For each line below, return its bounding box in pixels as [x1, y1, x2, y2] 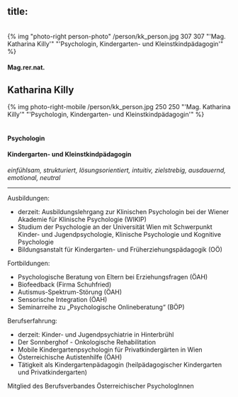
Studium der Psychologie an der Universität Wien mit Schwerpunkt [17, 223, 212, 231]
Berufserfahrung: [7, 317, 58, 325]
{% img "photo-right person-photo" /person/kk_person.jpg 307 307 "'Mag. [7, 32, 226, 40]
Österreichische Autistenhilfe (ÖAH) [17, 353, 123, 362]
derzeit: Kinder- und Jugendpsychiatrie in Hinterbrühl [17, 330, 174, 339]
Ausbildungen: [7, 194, 50, 203]
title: [7, 6, 28, 18]
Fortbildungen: [7, 259, 50, 268]
